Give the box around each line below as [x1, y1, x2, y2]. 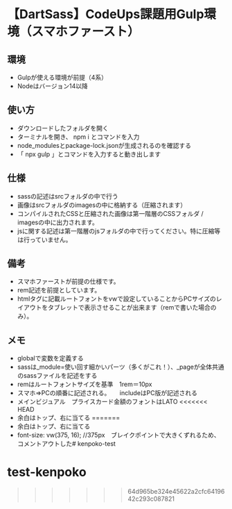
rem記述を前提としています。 [17, 286, 101, 294]
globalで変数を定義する [17, 354, 84, 362]
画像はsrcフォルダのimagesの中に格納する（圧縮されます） [17, 201, 187, 209]
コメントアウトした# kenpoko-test [17, 440, 116, 448]
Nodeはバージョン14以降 [17, 82, 88, 90]
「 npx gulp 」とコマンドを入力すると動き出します [17, 150, 161, 158]
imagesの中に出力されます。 [17, 218, 99, 226]
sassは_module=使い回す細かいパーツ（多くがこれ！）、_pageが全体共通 [17, 362, 224, 372]
